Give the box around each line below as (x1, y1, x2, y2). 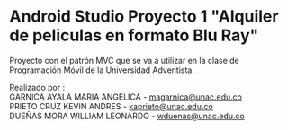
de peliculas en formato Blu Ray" (9, 25, 259, 46)
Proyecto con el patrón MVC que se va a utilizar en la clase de (9, 55, 240, 65)
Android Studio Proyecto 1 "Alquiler (9, 6, 279, 27)
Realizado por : (9, 82, 66, 92)
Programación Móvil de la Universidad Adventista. (9, 65, 195, 75)
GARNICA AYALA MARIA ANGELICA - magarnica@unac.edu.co (9, 91, 243, 102)
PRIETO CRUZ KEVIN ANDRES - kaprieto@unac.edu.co (9, 100, 213, 111)
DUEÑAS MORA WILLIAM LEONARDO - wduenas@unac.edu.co (9, 110, 245, 121)
